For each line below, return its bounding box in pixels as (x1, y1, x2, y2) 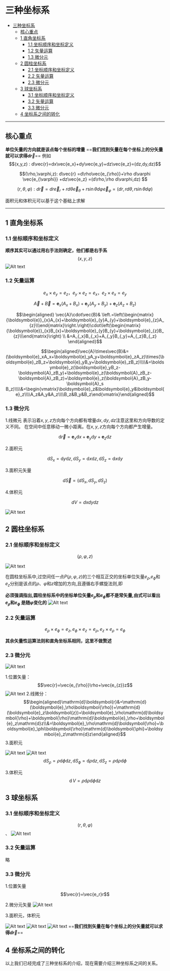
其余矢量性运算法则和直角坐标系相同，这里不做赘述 (5, 637, 112, 643)
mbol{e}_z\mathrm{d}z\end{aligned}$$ (44, 731, 126, 737)
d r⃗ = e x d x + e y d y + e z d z (58, 434, 112, 441)
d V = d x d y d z (71, 499, 99, 505)
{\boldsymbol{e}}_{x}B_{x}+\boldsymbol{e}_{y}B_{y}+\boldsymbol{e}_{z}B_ (6, 328, 164, 334)
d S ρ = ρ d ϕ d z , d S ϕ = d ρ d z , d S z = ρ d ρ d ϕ (43, 758, 127, 765)
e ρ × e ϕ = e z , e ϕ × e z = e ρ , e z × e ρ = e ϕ (45, 626, 125, 633)
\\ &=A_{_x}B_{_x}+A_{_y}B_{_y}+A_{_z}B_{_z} (62, 333, 157, 339)
